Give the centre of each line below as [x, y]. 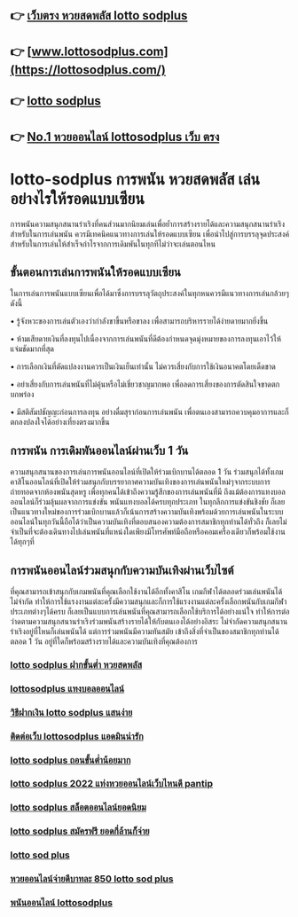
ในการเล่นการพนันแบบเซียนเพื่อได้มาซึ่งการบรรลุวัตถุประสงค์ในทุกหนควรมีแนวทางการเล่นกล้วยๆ [149, 294]
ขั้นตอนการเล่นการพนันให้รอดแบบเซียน [95, 272]
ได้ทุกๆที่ [22, 542]
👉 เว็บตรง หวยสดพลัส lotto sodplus [99, 16]
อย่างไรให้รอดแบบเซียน [78, 198]
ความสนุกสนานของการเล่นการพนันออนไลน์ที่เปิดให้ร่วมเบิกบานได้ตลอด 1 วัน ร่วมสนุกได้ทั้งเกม [147, 472]
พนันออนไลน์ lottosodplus [62, 903]
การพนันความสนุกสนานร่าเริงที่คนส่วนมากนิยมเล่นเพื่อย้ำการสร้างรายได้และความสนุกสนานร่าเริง [148, 223]
